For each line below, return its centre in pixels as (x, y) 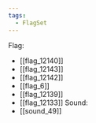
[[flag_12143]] (41, 69)
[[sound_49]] (41, 110)
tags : (17, 15)
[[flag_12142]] (41, 77)
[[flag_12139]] (41, 94)
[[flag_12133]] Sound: (54, 102)
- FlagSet (31, 23)
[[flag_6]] (34, 86)
